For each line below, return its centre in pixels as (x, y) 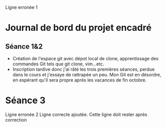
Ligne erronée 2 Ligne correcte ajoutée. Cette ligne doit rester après (76, 114)
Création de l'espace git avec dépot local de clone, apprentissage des (85, 58)
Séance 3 (25, 100)
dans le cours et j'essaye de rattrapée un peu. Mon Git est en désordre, (87, 75)
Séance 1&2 (24, 46)
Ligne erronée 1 (22, 7)
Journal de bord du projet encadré (78, 28)
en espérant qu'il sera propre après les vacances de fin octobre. (79, 80)
